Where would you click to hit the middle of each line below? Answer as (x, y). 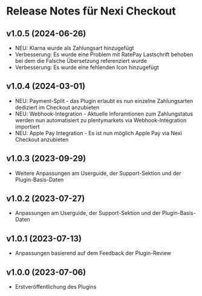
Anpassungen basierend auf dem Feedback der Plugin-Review (93, 253)
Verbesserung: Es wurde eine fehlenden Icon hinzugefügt (87, 67)
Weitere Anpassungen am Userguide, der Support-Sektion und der (98, 173)
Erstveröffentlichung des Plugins (56, 287)
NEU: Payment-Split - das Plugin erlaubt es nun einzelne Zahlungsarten (104, 100)
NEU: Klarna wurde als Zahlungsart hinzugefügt (74, 48)
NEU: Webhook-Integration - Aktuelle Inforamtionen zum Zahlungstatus (104, 114)
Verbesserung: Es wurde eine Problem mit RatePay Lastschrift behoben (104, 54)
